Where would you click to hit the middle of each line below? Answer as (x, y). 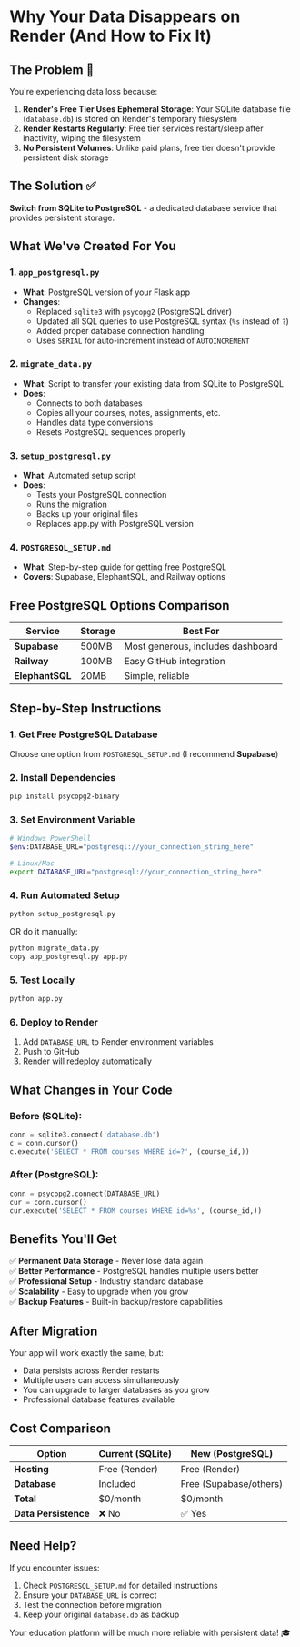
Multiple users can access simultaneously (101, 1380)
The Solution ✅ (53, 186)
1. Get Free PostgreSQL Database (84, 734)
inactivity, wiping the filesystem (81, 138)
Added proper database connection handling (120, 330)
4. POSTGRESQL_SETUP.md (60, 548)
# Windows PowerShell (50, 839)
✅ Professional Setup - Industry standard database (106, 1281)
